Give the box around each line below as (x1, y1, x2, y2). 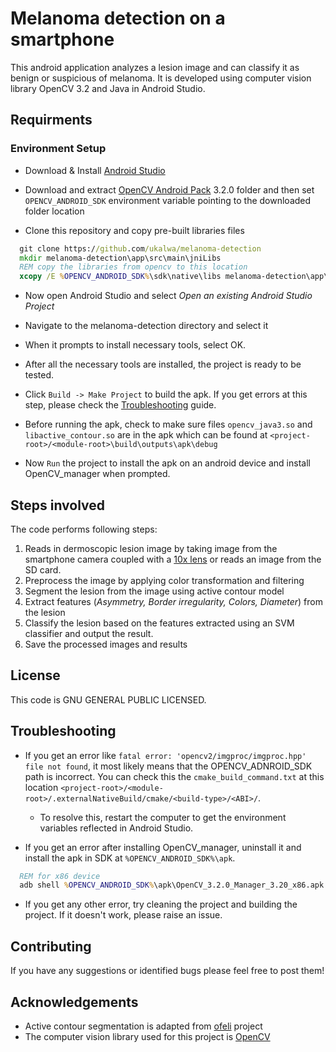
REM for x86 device (19, 871, 101, 881)
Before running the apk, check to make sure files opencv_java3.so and (24, 418, 313, 431)
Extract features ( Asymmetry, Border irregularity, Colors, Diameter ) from (24, 595, 323, 607)
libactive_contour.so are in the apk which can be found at (24, 429, 268, 441)
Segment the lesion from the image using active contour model (24, 585, 285, 597)
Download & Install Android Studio (24, 164, 166, 176)
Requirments (10, 112, 93, 129)
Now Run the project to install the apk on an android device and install (24, 457, 311, 469)
